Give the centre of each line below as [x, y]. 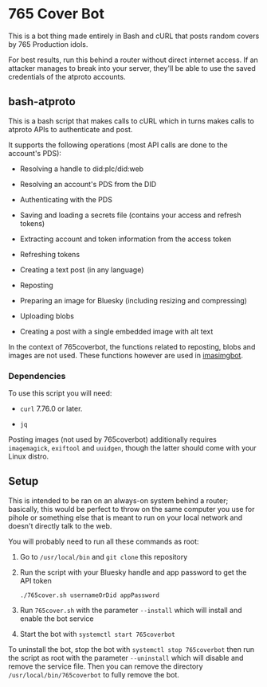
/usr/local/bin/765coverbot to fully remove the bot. [94, 674]
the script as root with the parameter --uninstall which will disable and [126, 658]
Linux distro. [29, 457]
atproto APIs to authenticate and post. [71, 129]
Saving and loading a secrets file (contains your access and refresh [130, 215]
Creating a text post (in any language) [82, 269]
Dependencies [37, 376]
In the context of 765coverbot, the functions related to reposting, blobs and [132, 346]
